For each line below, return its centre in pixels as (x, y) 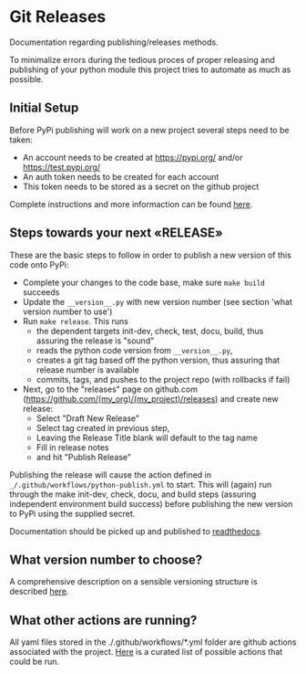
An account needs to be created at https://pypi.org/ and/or (133, 157)
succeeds (41, 292)
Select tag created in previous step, (103, 427)
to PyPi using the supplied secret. (72, 513)
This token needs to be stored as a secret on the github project (141, 186)
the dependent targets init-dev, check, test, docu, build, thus (150, 331)
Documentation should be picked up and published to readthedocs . (136, 531)
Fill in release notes (72, 447)
